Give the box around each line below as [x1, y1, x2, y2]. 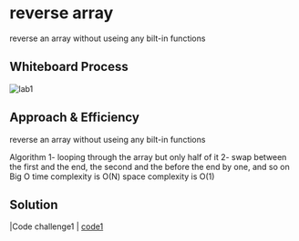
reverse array [9, 3, 114, 24]
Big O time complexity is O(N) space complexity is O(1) [9, 171, 215, 182]
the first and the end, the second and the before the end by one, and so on [9, 161, 290, 172]
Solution [9, 196, 58, 212]
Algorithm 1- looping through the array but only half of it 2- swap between [9, 151, 287, 162]
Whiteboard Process [9, 59, 129, 75]
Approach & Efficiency [9, 110, 139, 126]
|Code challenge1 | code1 [9, 221, 104, 232]
